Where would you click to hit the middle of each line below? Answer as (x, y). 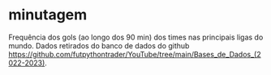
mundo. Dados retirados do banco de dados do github (99, 45)
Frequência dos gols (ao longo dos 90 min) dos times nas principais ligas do (136, 37)
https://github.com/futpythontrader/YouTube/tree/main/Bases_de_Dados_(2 (135, 54)
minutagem (48, 15)
